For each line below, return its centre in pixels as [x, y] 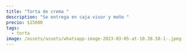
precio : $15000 [25, 22]
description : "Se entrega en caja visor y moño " [68, 17]
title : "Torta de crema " [37, 11]
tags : [13, 28]
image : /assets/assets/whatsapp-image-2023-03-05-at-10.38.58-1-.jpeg [94, 39]
